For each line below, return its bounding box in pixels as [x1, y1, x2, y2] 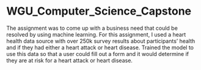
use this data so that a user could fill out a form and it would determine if [6, 50, 189, 57]
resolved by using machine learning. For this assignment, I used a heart [6, 30, 186, 38]
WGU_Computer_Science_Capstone [6, 4, 192, 18]
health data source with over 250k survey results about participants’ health [6, 37, 196, 44]
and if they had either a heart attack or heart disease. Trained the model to [6, 44, 194, 51]
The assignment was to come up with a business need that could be [6, 24, 178, 32]
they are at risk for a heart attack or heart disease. [6, 57, 133, 64]
